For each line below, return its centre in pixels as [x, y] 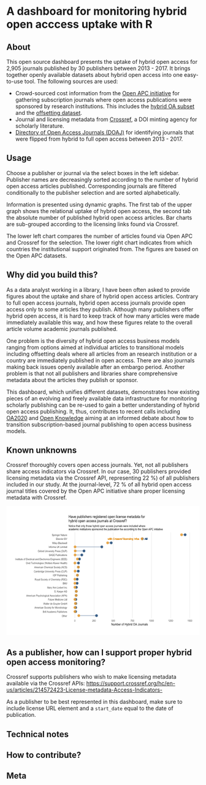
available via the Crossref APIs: [46, 684]
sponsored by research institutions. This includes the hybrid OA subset [105, 106]
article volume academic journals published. [62, 329]
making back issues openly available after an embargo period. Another [96, 367]
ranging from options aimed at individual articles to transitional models [95, 347]
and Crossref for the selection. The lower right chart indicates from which [99, 242]
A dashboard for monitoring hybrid [97, 11]
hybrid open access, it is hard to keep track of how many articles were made [103, 316]
